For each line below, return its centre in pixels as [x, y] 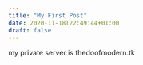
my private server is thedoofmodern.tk [72, 53]
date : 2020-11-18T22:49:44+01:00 [64, 23]
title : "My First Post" [48, 15]
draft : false [30, 30]
